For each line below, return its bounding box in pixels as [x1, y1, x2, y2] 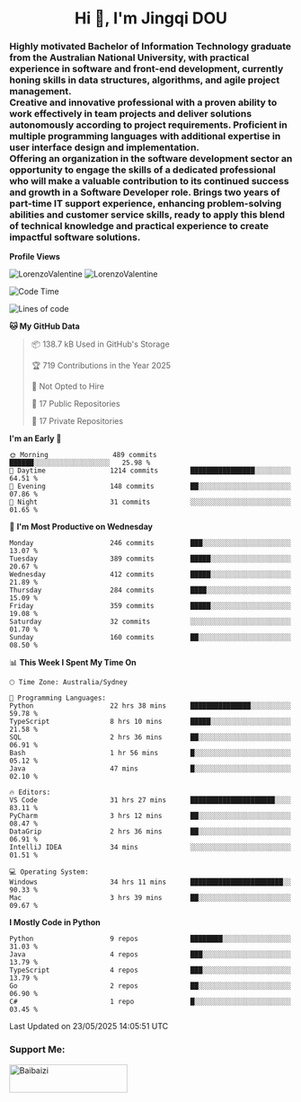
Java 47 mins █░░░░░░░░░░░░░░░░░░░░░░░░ [9, 764, 292, 773]
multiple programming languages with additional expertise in [9, 130, 281, 143]
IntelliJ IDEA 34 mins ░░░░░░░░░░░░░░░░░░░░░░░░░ [9, 843, 292, 852]
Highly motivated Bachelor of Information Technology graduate [9, 40, 292, 53]
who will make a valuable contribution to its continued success [9, 175, 289, 188]
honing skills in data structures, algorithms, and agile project [9, 74, 280, 86]
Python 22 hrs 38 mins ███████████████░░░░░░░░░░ [9, 701, 292, 710]
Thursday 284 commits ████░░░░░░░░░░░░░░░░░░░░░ [9, 586, 292, 595]
